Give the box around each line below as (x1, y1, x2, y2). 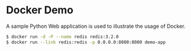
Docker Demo (6, 3, 74, 17)
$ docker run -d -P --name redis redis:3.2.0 (6, 34, 119, 39)
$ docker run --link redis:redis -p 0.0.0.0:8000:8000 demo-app (6, 39, 166, 45)
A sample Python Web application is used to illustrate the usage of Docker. (6, 23, 186, 30)
